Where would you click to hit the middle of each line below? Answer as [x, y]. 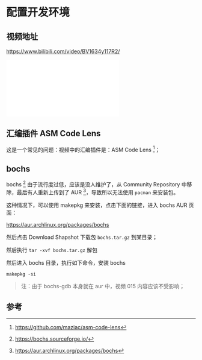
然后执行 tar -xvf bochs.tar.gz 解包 [52, 250]
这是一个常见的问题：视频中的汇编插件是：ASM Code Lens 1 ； [83, 149]
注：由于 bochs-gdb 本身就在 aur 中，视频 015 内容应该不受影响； [103, 286]
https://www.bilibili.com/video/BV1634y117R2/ [63, 51]
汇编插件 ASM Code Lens [54, 134]
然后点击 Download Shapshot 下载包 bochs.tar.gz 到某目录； [82, 237]
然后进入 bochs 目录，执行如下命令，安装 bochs [66, 262]
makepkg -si [21, 274]
